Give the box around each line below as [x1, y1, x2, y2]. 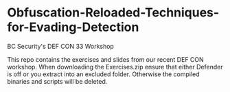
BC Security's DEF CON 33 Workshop [7, 42, 115, 50]
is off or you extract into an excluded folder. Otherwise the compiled [7, 70, 200, 78]
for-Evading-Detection [7, 19, 139, 35]
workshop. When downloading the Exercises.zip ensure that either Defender [7, 62, 223, 71]
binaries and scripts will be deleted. [7, 77, 108, 85]
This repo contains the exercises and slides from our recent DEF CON [7, 55, 204, 63]
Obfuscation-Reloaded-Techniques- [7, 5, 220, 21]
